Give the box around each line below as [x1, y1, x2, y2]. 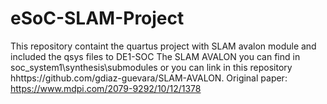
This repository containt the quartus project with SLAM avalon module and [10, 40, 317, 52]
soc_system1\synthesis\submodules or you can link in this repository [10, 61, 293, 73]
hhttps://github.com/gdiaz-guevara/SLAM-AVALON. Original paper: [10, 72, 288, 84]
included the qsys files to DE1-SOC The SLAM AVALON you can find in [10, 50, 301, 62]
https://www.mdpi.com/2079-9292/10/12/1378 [10, 82, 202, 94]
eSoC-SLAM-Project [10, 7, 185, 30]
